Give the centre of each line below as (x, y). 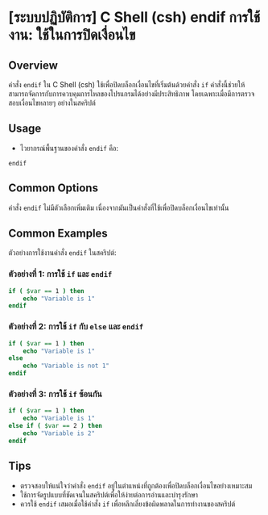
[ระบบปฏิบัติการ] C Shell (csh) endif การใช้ (134, 17)
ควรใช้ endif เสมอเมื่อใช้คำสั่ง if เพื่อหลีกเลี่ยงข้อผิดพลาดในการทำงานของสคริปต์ (128, 504)
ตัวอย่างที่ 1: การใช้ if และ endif (60, 274)
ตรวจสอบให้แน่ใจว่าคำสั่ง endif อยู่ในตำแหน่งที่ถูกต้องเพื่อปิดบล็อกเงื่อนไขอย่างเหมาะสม (136, 485)
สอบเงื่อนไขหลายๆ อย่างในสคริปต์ (52, 103)
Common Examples (58, 234)
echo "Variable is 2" (59, 433)
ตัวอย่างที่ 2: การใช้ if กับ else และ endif (76, 327)
